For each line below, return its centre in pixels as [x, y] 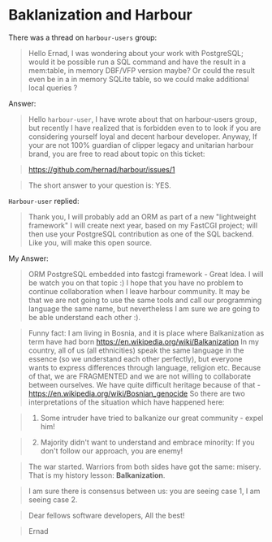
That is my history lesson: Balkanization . [97, 475]
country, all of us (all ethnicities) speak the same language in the [136, 350]
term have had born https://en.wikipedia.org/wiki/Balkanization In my [144, 341]
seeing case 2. [53, 499]
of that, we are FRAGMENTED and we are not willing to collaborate [140, 376]
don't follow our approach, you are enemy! [112, 451]
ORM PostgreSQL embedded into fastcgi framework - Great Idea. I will [146, 274]
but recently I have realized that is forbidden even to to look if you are [145, 128]
